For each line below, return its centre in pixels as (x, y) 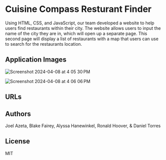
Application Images (36, 60)
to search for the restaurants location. (44, 44)
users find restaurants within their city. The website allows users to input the (83, 28)
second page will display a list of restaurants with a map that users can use (82, 39)
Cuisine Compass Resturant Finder (79, 9)
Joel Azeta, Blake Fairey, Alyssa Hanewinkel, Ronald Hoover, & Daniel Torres (83, 126)
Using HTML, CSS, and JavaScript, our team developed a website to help (80, 23)
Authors (18, 114)
